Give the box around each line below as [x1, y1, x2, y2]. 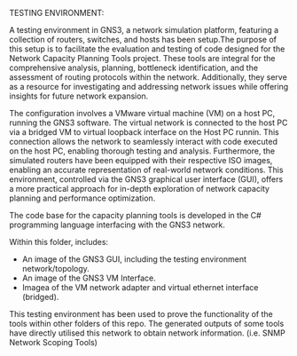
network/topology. [21, 264, 90, 273]
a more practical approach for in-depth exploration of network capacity [9, 184, 270, 194]
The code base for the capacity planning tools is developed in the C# [9, 210, 262, 220]
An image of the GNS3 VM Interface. [21, 273, 157, 283]
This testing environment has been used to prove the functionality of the [9, 309, 273, 319]
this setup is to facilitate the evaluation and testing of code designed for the [9, 44, 285, 54]
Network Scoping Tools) [9, 337, 98, 347]
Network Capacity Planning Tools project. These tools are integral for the [9, 53, 277, 63]
